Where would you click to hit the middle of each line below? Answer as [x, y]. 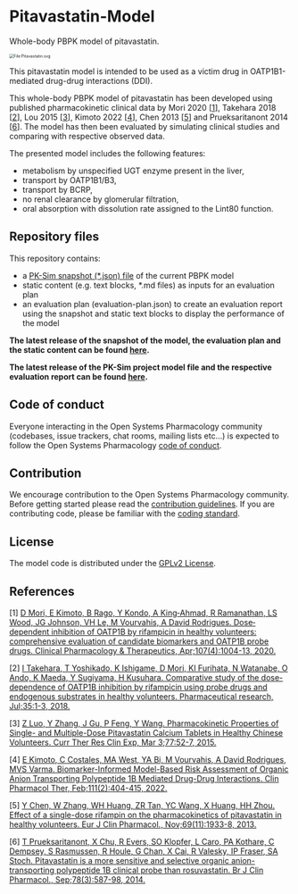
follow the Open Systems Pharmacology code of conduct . [116, 445]
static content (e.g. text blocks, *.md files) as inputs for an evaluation [148, 285]
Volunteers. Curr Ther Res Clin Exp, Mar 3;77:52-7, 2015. [113, 742]
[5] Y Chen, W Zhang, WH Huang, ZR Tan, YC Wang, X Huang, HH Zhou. [142, 805]
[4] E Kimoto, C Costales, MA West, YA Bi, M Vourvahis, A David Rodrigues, [148, 760]
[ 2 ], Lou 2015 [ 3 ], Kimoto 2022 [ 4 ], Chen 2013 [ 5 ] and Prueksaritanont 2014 [149, 117]
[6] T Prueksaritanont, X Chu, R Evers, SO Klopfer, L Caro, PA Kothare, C [142, 842]
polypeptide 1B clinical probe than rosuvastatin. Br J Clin [160, 870]
